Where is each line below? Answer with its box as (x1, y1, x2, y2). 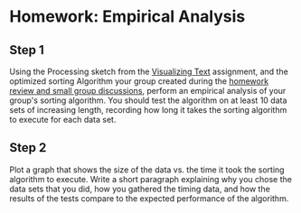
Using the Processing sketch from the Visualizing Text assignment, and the (9, 66, 289, 77)
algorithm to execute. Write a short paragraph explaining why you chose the (9, 173, 292, 184)
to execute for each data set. (9, 115, 117, 125)
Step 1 (9, 42, 45, 58)
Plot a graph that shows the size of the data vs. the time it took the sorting (9, 164, 285, 175)
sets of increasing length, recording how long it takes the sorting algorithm (9, 105, 287, 115)
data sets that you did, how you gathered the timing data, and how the (9, 183, 271, 194)
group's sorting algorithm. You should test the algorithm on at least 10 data (9, 95, 287, 106)
